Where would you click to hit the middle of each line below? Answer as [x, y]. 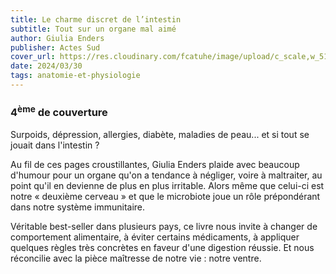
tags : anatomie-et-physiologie [75, 76]
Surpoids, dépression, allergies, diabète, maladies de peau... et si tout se [160, 134]
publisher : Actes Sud [55, 47]
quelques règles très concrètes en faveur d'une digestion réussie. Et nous [162, 247]
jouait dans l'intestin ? [55, 145]
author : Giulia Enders [57, 38]
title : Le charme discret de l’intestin [96, 19]
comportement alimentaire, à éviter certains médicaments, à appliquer [155, 237]
